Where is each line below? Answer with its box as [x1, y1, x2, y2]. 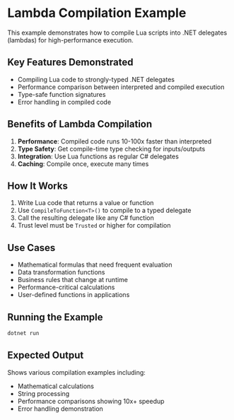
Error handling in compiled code [17, 98, 112, 106]
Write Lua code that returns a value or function [17, 199, 154, 207]
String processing [17, 389, 70, 397]
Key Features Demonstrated [7, 57, 134, 69]
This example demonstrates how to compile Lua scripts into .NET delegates [7, 28, 228, 37]
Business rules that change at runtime [17, 276, 129, 284]
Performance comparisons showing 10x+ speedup [17, 397, 165, 405]
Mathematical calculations [17, 382, 94, 390]
